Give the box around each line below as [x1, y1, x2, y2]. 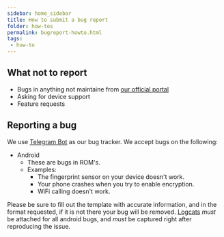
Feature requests [16, 100, 66, 108]
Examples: [27, 165, 57, 173]
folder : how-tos [7, 23, 53, 29]
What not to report [7, 67, 87, 79]
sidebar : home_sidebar [7, 10, 72, 17]
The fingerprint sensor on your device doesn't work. [37, 172, 185, 181]
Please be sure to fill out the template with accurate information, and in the [7, 200, 217, 208]
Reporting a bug [7, 120, 77, 131]
